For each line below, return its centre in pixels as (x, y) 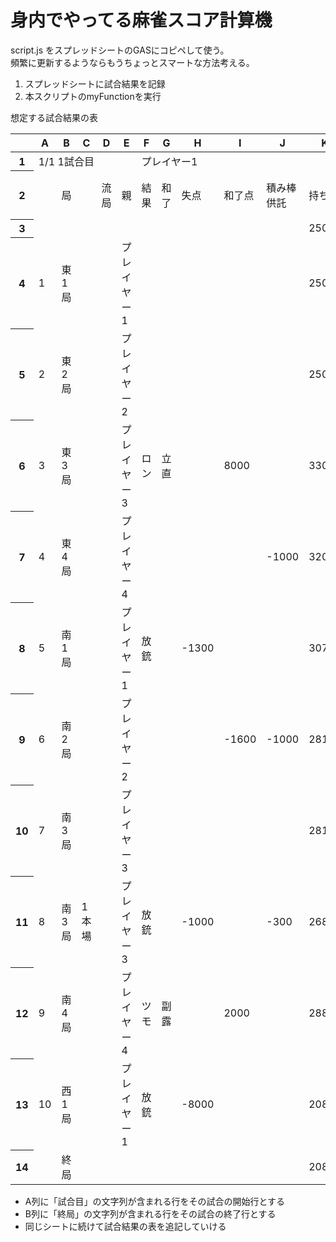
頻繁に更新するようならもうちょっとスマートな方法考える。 (132, 62)
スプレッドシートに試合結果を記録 (95, 83)
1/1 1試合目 (66, 161)
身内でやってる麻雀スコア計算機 (141, 20)
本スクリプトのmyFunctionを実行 (93, 96)
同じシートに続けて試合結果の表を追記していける (125, 1226)
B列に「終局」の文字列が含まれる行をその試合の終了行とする (150, 1213)
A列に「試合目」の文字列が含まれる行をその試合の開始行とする (155, 1201)
